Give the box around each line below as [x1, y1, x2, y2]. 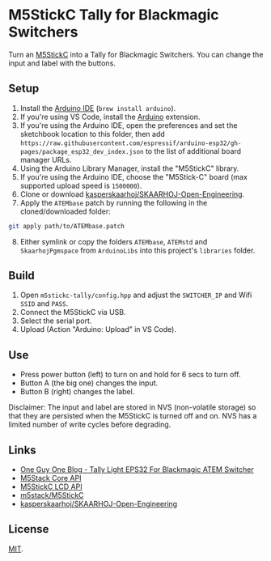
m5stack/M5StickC [19, 491, 84, 500]
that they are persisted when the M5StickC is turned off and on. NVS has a [8, 411, 257, 421]
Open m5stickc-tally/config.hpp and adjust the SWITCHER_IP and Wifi [19, 290, 252, 300]
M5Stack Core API [19, 474, 82, 483]
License [8, 522, 49, 536]
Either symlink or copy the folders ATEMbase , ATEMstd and [19, 236, 208, 246]
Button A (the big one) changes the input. [19, 378, 159, 388]
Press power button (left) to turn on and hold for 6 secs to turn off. [19, 370, 241, 380]
